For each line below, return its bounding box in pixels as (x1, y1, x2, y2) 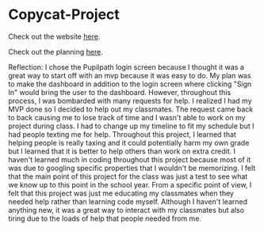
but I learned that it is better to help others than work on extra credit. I (8, 146, 236, 156)
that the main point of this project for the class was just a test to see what (8, 172, 248, 181)
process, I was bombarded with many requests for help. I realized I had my (8, 96, 252, 105)
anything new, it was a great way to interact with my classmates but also (8, 205, 244, 214)
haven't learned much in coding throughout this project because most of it (8, 154, 251, 164)
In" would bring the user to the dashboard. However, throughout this (8, 87, 231, 97)
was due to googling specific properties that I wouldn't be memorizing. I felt (8, 163, 256, 172)
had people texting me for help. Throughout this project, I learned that (8, 129, 236, 139)
